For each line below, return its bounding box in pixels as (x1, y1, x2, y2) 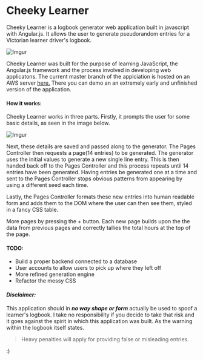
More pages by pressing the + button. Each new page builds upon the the (6, 218, 190, 225)
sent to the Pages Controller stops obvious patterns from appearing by (6, 175, 183, 182)
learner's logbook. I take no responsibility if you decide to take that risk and (6, 311, 195, 318)
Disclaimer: (6, 291, 36, 298)
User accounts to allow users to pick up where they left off (15, 264, 162, 272)
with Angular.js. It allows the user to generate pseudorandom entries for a (6, 30, 190, 37)
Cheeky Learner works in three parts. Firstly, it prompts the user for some (6, 113, 190, 120)
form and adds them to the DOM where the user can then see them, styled (6, 200, 192, 207)
